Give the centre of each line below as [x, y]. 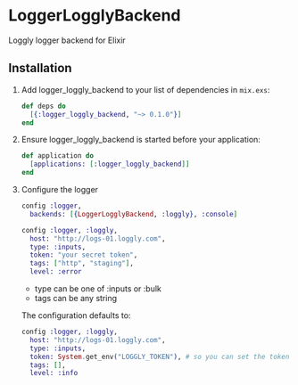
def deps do [43, 106]
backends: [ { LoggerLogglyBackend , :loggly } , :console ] [134, 214]
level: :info [54, 373]
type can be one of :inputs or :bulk [98, 289]
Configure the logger [60, 189]
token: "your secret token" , [84, 255]
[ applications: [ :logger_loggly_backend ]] [110, 164]
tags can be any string [76, 298]
